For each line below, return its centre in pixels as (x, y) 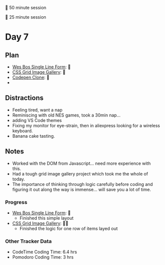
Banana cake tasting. (33, 136)
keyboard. (22, 131)
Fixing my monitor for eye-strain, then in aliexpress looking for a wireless (86, 125)
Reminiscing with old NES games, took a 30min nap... (66, 115)
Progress (16, 202)
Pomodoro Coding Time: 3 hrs (43, 257)
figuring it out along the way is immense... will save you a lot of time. (82, 189)
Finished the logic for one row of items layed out (69, 228)
